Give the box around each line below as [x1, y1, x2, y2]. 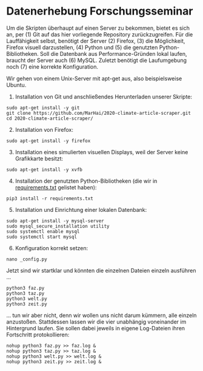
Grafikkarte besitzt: [15, 155, 64, 162]
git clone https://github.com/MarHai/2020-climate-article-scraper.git [6, 110, 191, 116]
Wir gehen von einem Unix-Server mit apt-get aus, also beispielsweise [6, 75, 182, 82]
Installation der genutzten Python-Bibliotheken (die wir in [15, 177, 158, 185]
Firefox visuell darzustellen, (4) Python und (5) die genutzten [6, 44, 158, 51]
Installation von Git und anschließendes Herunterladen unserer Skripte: [15, 93, 193, 100]
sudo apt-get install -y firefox [6, 138, 91, 144]
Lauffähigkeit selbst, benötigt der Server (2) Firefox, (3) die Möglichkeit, [6, 37, 185, 44]
